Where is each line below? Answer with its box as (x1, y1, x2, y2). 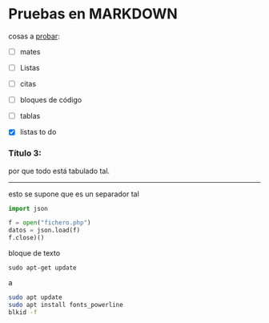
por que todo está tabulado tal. (8, 166, 110, 176)
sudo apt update (8, 293, 62, 301)
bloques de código (19, 95, 82, 105)
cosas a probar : (8, 31, 60, 41)
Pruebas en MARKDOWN (8, 5, 178, 23)
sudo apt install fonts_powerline (8, 301, 124, 309)
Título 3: (8, 147, 42, 159)
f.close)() (8, 234, 45, 242)
